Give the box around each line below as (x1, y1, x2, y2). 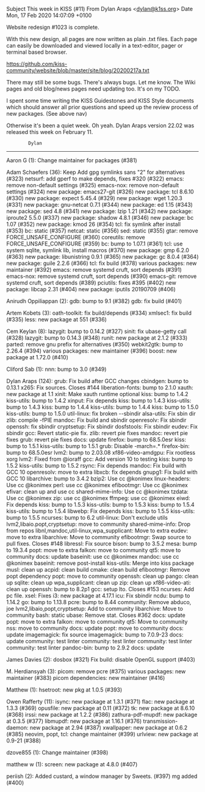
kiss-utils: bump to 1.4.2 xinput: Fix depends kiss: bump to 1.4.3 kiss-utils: (6, 397, 192, 404)
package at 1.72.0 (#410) (6, 354, 68, 361)
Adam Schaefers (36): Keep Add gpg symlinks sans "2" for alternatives (6, 168, 185, 176)
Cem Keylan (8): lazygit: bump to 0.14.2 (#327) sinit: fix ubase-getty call (6, 327, 187, 335)
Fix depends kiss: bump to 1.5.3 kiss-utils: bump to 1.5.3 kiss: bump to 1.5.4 (6, 501, 195, 508)
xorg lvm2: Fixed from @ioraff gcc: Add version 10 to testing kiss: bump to (6, 455, 193, 463)
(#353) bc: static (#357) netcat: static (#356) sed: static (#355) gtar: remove (6, 227, 198, 234)
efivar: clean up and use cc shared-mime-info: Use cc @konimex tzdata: (6, 488, 189, 495)
